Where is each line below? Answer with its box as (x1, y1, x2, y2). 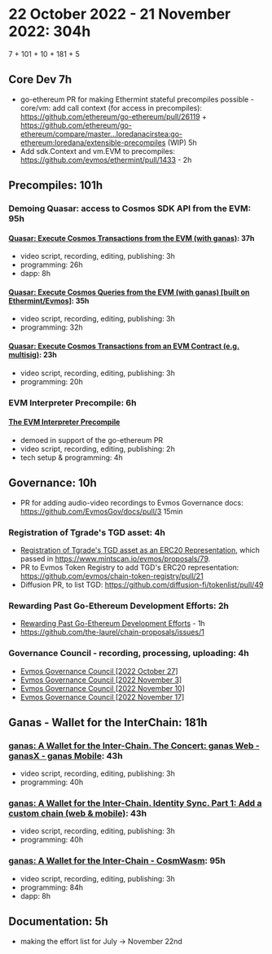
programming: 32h (20, 322, 83, 332)
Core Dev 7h (8, 72, 72, 86)
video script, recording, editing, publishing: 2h (20, 444, 175, 453)
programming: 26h (20, 260, 83, 269)
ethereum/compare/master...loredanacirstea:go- (20, 129, 183, 138)
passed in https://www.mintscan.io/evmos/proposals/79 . (20, 554, 211, 563)
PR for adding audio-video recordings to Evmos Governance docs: (20, 497, 244, 507)
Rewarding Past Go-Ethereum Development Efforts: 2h (8, 600, 230, 611)
